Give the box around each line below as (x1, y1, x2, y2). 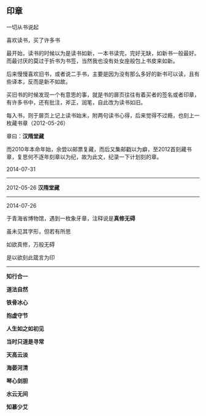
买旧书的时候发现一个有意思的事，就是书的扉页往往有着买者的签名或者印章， (6, 91, 200, 98)
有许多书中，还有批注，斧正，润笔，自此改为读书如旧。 (6, 98, 146, 106)
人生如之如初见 (6, 324, 44, 332)
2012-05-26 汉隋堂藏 (6, 184, 60, 191)
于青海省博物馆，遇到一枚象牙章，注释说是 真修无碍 (6, 214, 135, 222)
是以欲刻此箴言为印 (6, 254, 55, 261)
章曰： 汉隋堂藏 (6, 132, 44, 139)
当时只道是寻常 (6, 337, 44, 345)
